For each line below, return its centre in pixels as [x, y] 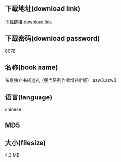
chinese [13, 109]
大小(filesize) [25, 143]
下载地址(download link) [43, 9]
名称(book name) [32, 68]
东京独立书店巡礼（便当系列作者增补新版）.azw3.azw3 [61, 80]
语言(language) [29, 97]
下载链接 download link [29, 22]
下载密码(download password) [53, 39]
